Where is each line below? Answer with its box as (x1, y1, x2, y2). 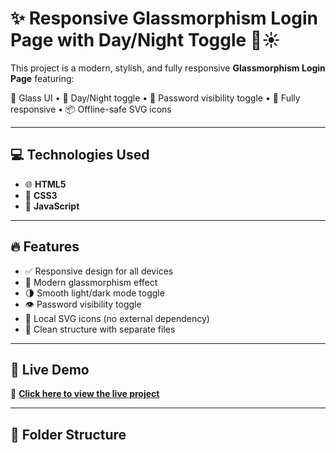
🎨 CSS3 (24, 189, 58, 201)
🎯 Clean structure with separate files (24, 323, 176, 335)
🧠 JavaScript (24, 200, 80, 212)
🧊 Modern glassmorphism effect (24, 276, 158, 288)
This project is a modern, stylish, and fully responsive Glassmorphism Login (10, 62, 326, 74)
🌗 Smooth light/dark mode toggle (24, 287, 165, 299)
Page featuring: (10, 72, 75, 84)
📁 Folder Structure (10, 426, 127, 443)
